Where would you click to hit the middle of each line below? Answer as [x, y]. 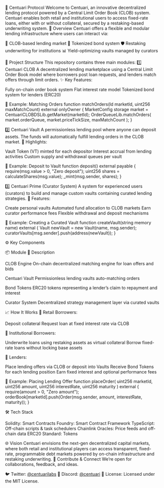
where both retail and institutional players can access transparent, [72, 449]
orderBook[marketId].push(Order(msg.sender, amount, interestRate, [74, 397]
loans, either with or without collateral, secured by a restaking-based [75, 23]
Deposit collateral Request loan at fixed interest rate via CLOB [67, 324]
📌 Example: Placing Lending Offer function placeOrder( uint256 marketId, [79, 381]
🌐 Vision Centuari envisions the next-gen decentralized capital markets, [78, 443]
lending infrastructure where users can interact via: [57, 34]
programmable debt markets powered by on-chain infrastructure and [85, 454]
